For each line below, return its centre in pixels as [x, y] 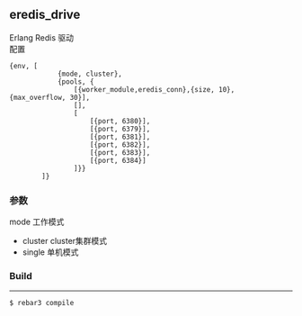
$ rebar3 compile [42, 303]
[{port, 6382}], [120, 144]
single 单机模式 [50, 252]
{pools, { [75, 81]
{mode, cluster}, [90, 74]
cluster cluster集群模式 [65, 241]
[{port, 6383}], [120, 152]
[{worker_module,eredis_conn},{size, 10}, [154, 89]
